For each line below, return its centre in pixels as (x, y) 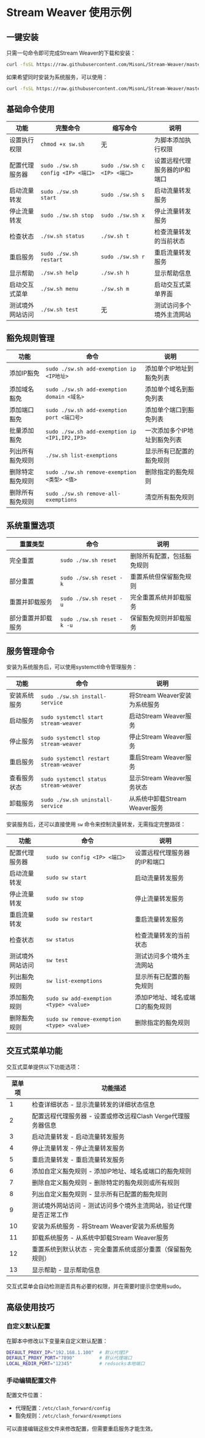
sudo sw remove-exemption (83, 1019)
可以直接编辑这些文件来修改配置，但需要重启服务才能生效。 (81, 1429)
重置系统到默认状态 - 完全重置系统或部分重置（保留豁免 (112, 1249)
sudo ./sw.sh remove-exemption (91, 472)
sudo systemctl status (74, 779)
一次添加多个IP (166, 431)
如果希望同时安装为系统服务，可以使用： (57, 77)
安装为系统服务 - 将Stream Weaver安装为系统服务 (103, 1226)
